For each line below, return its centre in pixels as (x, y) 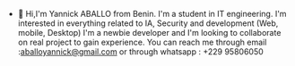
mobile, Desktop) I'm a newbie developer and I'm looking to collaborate (149, 33)
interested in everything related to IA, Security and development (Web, (148, 23)
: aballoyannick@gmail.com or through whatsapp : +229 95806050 (141, 52)
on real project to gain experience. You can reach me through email (142, 42)
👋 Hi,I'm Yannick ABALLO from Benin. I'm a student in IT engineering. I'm (152, 14)
